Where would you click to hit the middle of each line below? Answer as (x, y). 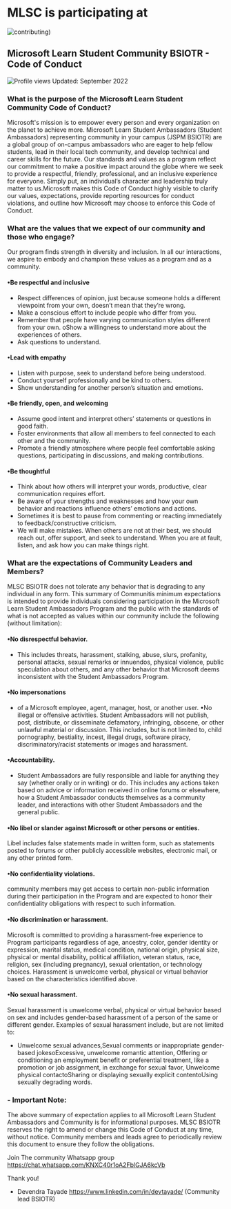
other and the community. (54, 440)
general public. (38, 812)
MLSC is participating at (78, 13)
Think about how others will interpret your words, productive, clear (112, 486)
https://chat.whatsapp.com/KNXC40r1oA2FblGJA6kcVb (86, 1165)
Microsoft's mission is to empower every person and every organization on (113, 123)
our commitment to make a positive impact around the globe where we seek (115, 166)
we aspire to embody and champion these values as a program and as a (109, 259)
